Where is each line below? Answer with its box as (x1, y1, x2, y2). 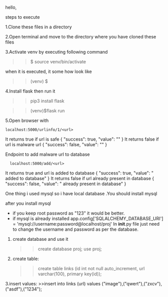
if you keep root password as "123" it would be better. (12, 210, 125, 216)
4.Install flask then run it (5, 88, 56, 94)
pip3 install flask (30, 98, 65, 104)
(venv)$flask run (30, 108, 65, 113)
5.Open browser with (5, 117, 49, 123)
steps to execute (5, 14, 40, 20)
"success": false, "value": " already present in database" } (5, 181, 127, 187)
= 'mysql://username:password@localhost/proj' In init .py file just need (12, 221, 160, 227)
